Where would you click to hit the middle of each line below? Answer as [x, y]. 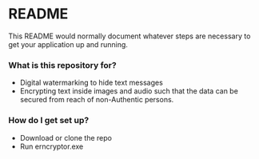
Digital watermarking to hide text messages [92, 83]
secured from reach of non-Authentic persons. [97, 100]
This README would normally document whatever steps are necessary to [129, 36]
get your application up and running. [68, 44]
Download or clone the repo [66, 137]
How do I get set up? [49, 121]
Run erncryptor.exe [52, 146]
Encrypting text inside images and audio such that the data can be [129, 91]
